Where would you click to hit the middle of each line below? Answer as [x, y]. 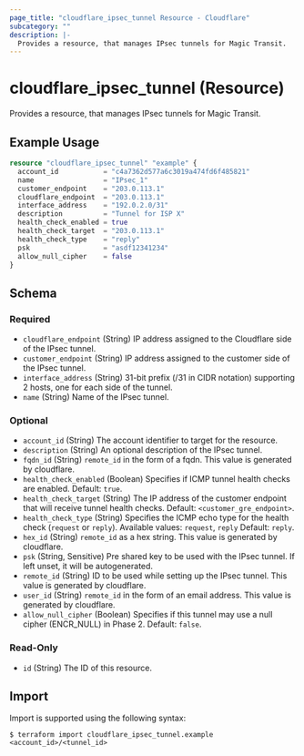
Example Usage [55, 142]
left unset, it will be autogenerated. [87, 567]
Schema [33, 293]
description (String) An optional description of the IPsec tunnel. [142, 450]
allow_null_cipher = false [75, 256]
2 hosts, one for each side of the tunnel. [97, 387]
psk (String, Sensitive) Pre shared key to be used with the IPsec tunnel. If [159, 557]
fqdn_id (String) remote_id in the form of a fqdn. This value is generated [157, 460]
